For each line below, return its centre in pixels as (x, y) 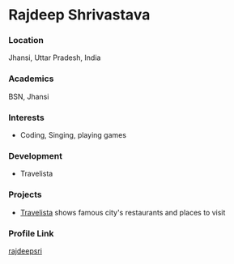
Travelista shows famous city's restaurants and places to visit (123, 212)
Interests (26, 117)
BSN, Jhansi (29, 96)
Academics (31, 79)
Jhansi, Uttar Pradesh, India (55, 57)
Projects (25, 194)
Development (36, 156)
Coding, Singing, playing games (73, 135)
